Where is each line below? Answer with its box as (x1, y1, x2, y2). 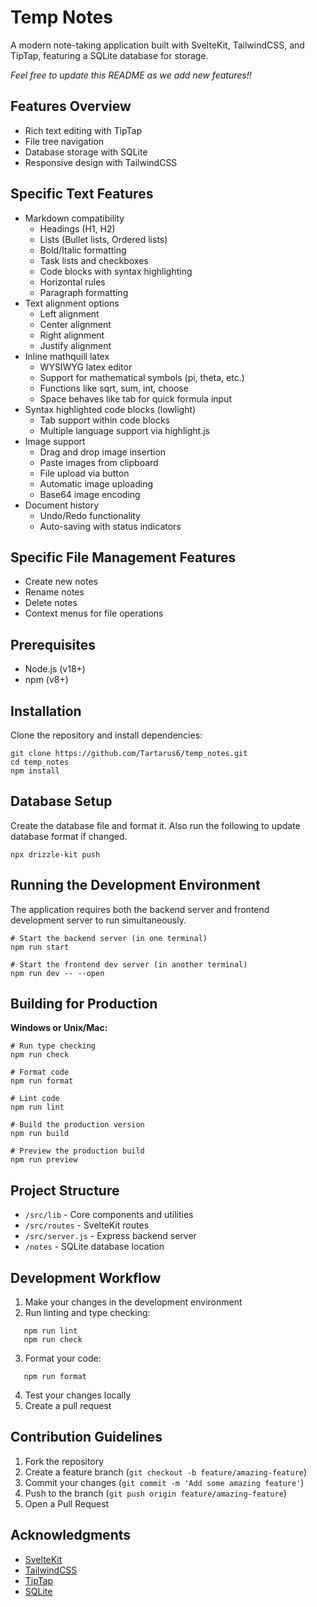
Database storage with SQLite (24, 146, 148, 158)
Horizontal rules (39, 276, 106, 288)
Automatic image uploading (39, 477, 154, 490)
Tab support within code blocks (39, 414, 170, 426)
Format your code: (24, 1352, 102, 1365)
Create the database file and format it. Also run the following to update (10, 819, 301, 831)
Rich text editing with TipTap (24, 124, 143, 136)
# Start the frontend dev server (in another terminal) (10, 959, 248, 970)
